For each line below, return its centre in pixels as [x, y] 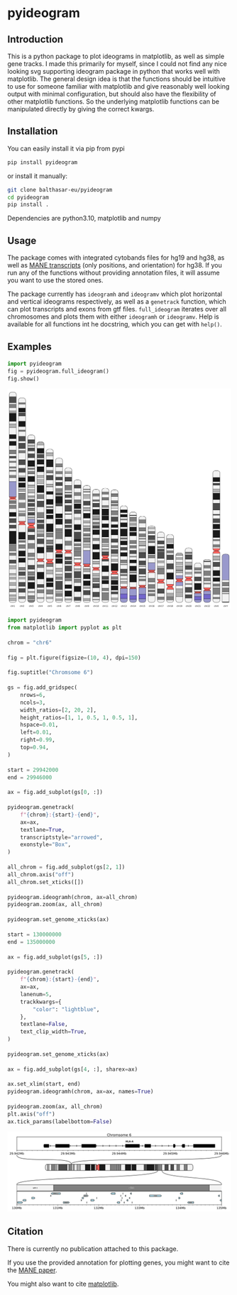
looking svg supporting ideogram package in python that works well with [114, 71]
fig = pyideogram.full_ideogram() [59, 371]
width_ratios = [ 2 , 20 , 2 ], [59, 710]
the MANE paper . [32, 1270]
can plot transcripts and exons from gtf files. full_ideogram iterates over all [117, 309]
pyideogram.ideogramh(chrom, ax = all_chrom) [73, 897]
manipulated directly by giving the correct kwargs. [81, 109]
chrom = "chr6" [30, 643]
